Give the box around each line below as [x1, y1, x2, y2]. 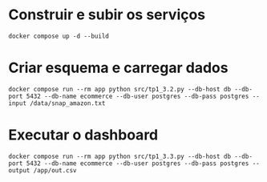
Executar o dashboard [8, 126, 159, 144]
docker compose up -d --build [8, 32, 110, 40]
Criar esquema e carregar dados [8, 59, 229, 77]
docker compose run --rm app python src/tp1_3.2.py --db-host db [8, 85, 231, 93]
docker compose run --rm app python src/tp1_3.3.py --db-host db [8, 152, 231, 160]
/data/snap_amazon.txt [29, 99, 106, 107]
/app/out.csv [33, 166, 78, 174]
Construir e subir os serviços [8, 6, 206, 24]
